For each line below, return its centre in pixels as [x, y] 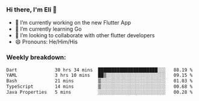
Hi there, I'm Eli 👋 [32, 10]
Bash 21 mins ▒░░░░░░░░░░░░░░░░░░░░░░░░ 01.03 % [99, 81]
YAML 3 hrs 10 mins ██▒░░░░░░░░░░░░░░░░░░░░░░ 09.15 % [99, 75]
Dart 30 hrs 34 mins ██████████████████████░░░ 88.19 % [99, 70]
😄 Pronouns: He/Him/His [46, 42]
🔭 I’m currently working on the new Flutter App [73, 23]
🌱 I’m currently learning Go [48, 29]
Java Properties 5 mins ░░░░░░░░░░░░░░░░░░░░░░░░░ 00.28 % [99, 93]
